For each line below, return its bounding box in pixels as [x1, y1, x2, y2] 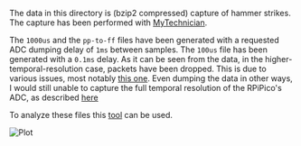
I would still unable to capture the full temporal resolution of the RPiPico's [9, 83, 282, 93]
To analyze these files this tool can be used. [9, 110, 174, 120]
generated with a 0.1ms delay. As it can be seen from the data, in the [9, 54, 264, 64]
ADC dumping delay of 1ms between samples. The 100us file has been [9, 44, 268, 55]
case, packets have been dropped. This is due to [85, 63, 267, 74]
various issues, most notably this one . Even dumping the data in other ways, [9, 73, 294, 84]
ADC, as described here [9, 92, 99, 103]
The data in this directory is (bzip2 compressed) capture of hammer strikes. [9, 8, 291, 18]
